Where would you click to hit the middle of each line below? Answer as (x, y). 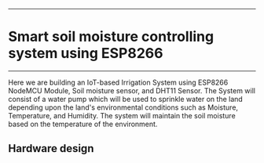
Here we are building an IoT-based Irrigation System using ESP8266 (118, 82)
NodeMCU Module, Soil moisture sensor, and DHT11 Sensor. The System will (132, 90)
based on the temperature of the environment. (83, 124)
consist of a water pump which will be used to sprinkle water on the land (126, 99)
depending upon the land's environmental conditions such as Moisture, (123, 107)
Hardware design (51, 149)
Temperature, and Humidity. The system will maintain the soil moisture (122, 115)
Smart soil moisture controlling (111, 37)
